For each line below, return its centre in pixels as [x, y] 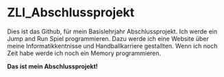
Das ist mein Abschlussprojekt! [52, 66]
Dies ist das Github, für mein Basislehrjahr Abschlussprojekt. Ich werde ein [112, 31]
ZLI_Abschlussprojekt [71, 13]
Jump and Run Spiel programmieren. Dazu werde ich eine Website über [108, 38]
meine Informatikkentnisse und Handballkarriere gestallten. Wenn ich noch [112, 46]
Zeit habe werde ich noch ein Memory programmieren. [84, 53]
